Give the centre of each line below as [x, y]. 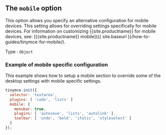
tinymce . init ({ [21, 90]
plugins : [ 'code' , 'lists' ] [41, 99]
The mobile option [33, 8]
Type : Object [19, 51]
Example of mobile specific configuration [57, 64]
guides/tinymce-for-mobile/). [35, 42]
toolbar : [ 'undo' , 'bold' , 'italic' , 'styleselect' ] [73, 118]
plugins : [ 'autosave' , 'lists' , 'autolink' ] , [65, 114]
